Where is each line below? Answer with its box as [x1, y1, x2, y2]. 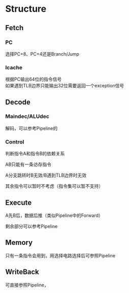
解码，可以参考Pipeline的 [5, 125, 58, 131]
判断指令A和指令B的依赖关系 [5, 151, 65, 157]
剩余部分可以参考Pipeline [5, 223, 58, 229]
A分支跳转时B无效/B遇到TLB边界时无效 [5, 172, 87, 179]
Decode [5, 97, 30, 106]
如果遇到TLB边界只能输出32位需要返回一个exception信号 [5, 83, 124, 89]
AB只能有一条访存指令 [5, 161, 52, 167]
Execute [5, 198, 32, 207]
